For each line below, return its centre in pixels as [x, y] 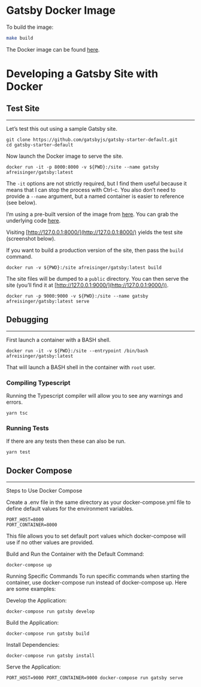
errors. [14, 402]
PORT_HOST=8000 [25, 520]
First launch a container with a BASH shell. [59, 340]
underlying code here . [33, 220]
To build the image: [30, 27]
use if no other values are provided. [50, 542]
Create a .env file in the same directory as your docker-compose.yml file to [99, 502]
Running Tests [28, 428]
